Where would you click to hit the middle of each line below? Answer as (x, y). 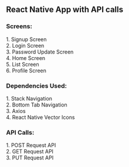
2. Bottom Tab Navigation (37, 105)
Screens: (19, 26)
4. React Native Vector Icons (40, 117)
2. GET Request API (30, 152)
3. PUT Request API (30, 158)
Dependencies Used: (37, 86)
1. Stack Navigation (29, 98)
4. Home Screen (26, 58)
